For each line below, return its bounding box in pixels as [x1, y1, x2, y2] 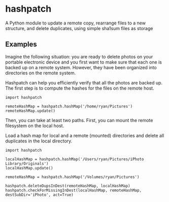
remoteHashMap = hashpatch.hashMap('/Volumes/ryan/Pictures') [5, 174, 140, 180]
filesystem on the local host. [5, 123, 64, 129]
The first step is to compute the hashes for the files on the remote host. [5, 85, 154, 91]
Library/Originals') [5, 161, 49, 166]
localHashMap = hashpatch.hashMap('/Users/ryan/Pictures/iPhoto [5, 156, 144, 162]
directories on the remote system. [5, 70, 76, 76]
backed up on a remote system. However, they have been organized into [5, 64, 157, 70]
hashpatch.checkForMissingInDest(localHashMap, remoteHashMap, [5, 188, 142, 193]
